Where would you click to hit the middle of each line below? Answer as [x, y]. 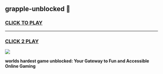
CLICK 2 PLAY [22, 41]
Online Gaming [20, 66]
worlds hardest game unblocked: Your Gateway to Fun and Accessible [77, 61]
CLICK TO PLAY [24, 23]
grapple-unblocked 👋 [38, 9]
